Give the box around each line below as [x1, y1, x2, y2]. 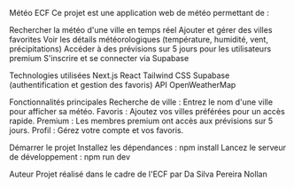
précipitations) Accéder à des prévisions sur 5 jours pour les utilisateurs [9, 43, 272, 54]
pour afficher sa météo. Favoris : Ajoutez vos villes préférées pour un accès [9, 106, 285, 116]
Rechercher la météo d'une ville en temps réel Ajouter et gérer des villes [9, 25, 273, 35]
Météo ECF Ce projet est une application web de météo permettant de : [9, 8, 270, 18]
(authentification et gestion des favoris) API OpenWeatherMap [9, 80, 236, 90]
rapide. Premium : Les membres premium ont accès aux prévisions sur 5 [9, 115, 274, 126]
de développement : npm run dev [9, 152, 131, 162]
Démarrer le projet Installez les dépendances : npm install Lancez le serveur [9, 142, 286, 153]
